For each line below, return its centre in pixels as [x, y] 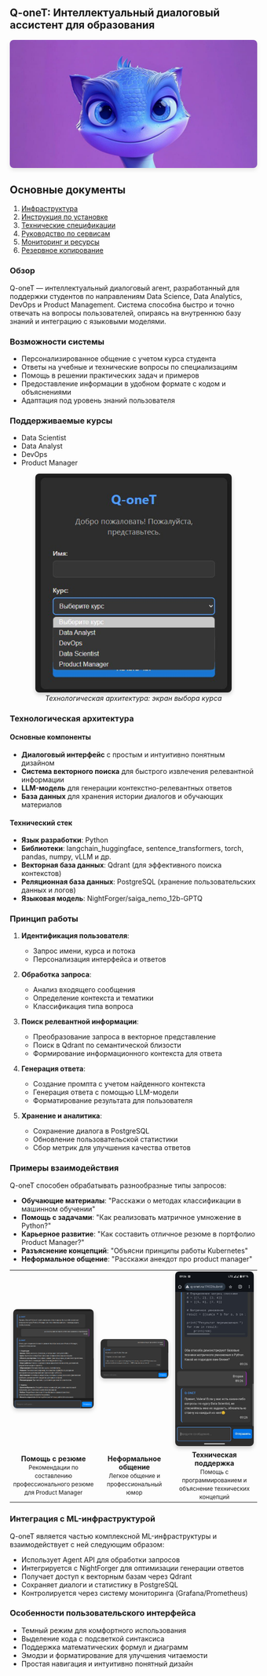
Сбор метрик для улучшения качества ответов [112, 1148]
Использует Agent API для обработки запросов [101, 1559]
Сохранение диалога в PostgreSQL [91, 1131]
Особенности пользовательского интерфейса [103, 1613]
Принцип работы [44, 919]
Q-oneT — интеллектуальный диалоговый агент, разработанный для [124, 288]
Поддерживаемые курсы [61, 421]
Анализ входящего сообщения [84, 990]
